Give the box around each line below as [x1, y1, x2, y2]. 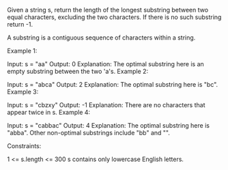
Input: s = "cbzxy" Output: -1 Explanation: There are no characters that [7, 101, 205, 109]
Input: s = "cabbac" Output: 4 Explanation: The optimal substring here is [7, 122, 210, 129]
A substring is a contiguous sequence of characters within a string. [7, 33, 196, 42]
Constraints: [7, 142, 42, 150]
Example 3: [7, 88, 39, 96]
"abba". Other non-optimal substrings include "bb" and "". [7, 129, 171, 137]
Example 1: [7, 47, 38, 55]
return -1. [7, 20, 33, 28]
